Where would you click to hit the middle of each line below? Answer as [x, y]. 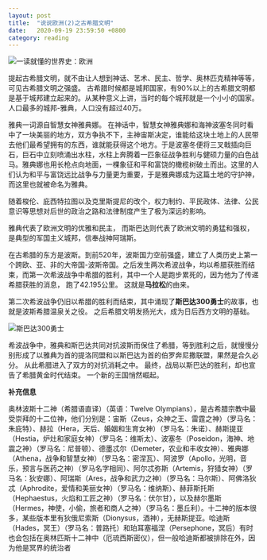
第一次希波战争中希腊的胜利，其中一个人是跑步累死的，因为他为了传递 [144, 275]
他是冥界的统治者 [43, 548]
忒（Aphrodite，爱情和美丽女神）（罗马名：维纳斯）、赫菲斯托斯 [111, 489]
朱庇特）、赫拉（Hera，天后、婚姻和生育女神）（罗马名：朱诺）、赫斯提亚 [126, 429]
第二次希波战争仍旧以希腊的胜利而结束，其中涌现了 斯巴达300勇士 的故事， [130, 302]
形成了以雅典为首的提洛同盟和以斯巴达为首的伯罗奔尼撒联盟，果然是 [126, 355]
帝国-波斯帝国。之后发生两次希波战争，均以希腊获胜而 [159, 265]
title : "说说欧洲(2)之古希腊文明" [61, 23]
